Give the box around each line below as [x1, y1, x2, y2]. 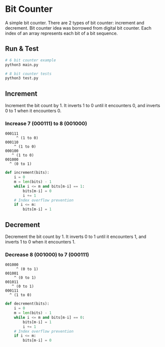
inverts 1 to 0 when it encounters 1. [5, 239, 75, 245]
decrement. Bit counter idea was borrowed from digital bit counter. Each [5, 25, 152, 31]
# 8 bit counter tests [5, 71, 52, 76]
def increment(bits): [5, 170, 50, 175]
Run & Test [5, 44, 39, 53]
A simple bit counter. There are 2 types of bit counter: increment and [5, 20, 144, 26]
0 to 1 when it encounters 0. [5, 108, 62, 114]
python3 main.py [5, 62, 38, 67]
